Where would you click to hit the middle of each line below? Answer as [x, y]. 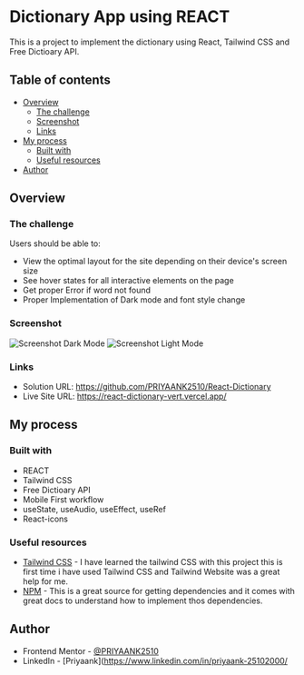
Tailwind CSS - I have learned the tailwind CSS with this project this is [152, 562]
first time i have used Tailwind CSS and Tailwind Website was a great [151, 572]
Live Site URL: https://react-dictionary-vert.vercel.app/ [124, 396]
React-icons [45, 519]
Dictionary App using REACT [120, 17]
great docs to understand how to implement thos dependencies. [142, 601]
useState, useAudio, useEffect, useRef [94, 509]
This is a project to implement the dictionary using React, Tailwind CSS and [150, 42]
